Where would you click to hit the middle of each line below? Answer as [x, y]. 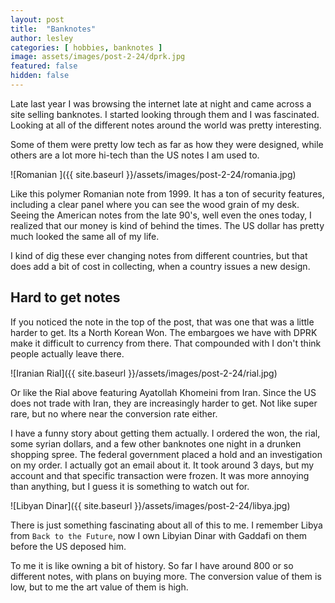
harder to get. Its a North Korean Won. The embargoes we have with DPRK [164, 332]
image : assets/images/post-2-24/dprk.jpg [98, 57]
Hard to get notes [65, 297]
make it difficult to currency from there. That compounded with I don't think [166, 343]
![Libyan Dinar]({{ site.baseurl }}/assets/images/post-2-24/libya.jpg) [150, 505]
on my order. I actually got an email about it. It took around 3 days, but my [162, 465]
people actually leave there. [67, 353]
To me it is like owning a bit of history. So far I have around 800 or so [152, 565]
